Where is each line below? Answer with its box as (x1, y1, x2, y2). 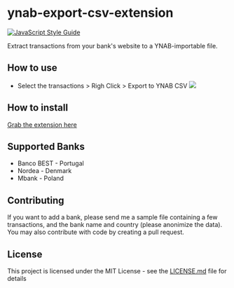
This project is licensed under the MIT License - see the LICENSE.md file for (7, 267, 227, 275)
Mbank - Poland (17, 174, 64, 183)
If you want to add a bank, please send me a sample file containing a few (7, 213, 218, 221)
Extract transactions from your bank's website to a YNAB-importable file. (7, 41, 219, 50)
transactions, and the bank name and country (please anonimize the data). (7, 221, 223, 229)
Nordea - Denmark (17, 167, 72, 175)
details (7, 275, 27, 282)
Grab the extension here (7, 121, 77, 129)
